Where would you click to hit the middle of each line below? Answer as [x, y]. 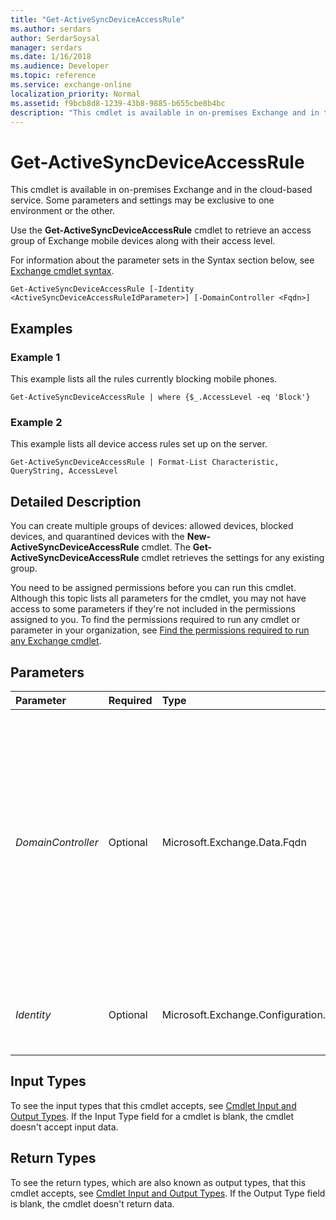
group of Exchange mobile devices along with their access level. [143, 241]
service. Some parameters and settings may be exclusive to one [142, 200]
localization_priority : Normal [75, 94]
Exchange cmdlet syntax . [62, 271]
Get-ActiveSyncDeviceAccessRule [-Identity [102, 289]
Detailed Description [76, 501]
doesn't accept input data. [64, 1127]
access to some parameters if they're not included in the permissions [153, 609]
